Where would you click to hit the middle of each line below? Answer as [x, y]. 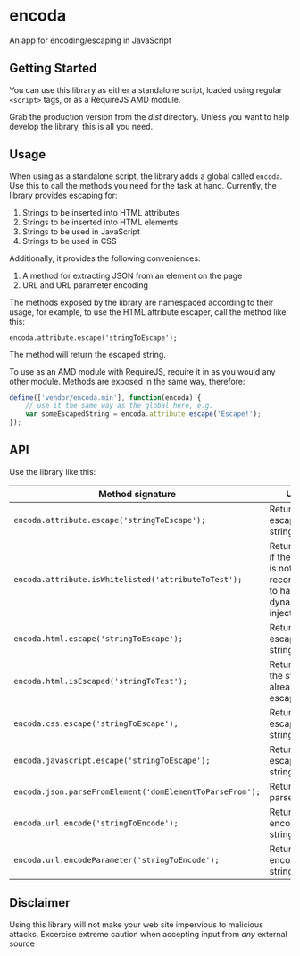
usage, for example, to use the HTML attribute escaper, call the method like [148, 312]
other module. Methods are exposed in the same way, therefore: [127, 381]
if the [280, 557]
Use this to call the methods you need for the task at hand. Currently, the [143, 185]
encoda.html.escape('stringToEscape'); [98, 639]
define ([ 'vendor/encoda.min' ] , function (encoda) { [105, 398]
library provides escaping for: [63, 195]
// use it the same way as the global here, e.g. [120, 406]
